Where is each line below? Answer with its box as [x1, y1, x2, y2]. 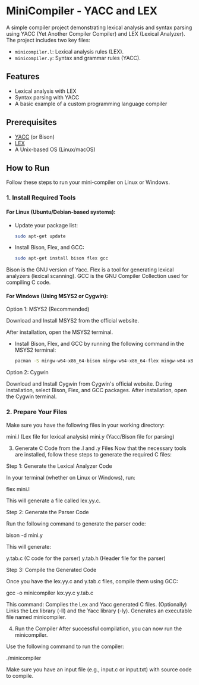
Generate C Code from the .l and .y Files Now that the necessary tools [14, 445, 187, 452]
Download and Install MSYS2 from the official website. [6, 317, 140, 324]
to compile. [6, 672, 34, 679]
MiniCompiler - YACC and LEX [6, 4, 157, 18]
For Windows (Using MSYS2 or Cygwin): [6, 292, 108, 299]
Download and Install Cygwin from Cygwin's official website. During [6, 380, 172, 387]
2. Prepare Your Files [6, 408, 67, 416]
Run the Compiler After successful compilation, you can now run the [14, 625, 182, 632]
